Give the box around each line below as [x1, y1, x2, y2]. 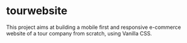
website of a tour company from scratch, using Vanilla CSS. [6, 29, 152, 37]
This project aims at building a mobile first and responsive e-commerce [6, 24, 182, 31]
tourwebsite [6, 4, 67, 18]
